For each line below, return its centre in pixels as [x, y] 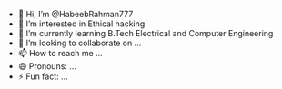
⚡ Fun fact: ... [43, 76]
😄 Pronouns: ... [47, 66]
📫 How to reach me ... [60, 53]
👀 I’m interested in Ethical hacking [81, 24]
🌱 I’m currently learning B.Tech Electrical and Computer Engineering [146, 33]
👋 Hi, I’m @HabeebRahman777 [76, 14]
